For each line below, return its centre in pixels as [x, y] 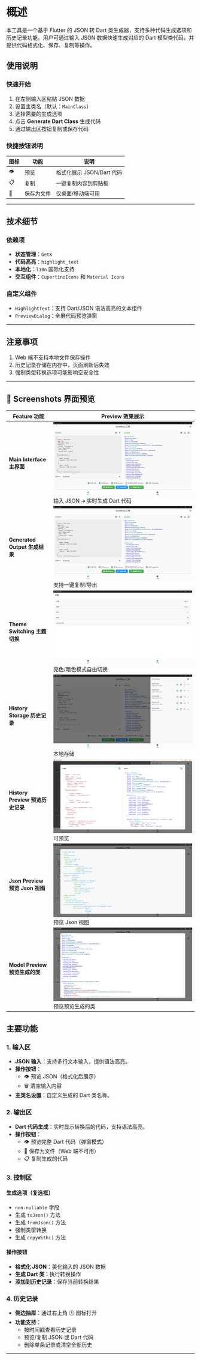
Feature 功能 [29, 416]
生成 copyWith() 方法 [40, 1237]
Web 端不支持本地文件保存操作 [53, 357]
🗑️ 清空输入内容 [43, 1086]
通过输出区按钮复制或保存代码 [51, 128]
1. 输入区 [19, 1047]
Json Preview [26, 881]
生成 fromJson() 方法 [40, 1222]
